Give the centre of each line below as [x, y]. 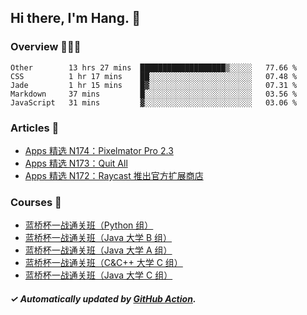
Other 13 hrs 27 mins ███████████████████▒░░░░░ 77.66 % [154, 67]
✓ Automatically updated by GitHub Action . [103, 298]
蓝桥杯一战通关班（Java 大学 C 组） [98, 275]
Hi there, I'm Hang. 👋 [76, 18]
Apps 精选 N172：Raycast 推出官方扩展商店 [114, 175]
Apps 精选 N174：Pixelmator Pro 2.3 [99, 150]
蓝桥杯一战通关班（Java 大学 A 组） [98, 250]
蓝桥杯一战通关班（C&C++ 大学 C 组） [103, 263]
